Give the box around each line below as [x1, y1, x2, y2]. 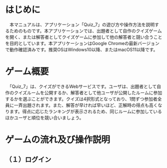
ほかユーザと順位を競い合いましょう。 [5, 114, 84, 120]
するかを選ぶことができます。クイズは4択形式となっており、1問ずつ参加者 [5, 95, 157, 102]
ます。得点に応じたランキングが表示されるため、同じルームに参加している [9, 108, 162, 114]
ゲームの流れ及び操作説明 [5, 134, 110, 145]
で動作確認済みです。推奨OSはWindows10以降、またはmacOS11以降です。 [5, 46, 158, 52]
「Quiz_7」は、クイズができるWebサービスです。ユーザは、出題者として [9, 83, 157, 89]
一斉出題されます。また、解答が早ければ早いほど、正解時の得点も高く [13, 102, 158, 108]
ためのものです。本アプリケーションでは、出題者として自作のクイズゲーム [9, 27, 162, 33]
